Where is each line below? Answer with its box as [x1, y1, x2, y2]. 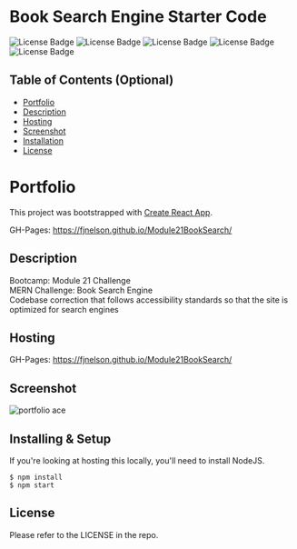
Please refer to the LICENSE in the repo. [9, 529, 159, 540]
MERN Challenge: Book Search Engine [9, 284, 153, 295]
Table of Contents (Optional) [9, 73, 174, 88]
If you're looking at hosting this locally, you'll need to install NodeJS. [9, 454, 265, 465]
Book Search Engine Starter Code [9, 6, 267, 27]
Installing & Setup [9, 431, 112, 446]
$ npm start [9, 480, 54, 490]
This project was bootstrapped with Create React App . [9, 206, 213, 217]
